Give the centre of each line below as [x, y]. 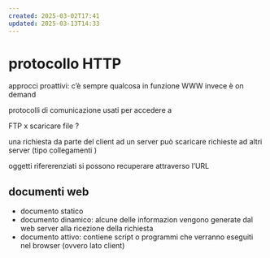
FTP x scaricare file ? [44, 126]
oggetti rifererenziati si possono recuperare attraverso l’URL [109, 166]
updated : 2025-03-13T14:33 [54, 24]
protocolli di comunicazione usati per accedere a [90, 110]
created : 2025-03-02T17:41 [54, 16]
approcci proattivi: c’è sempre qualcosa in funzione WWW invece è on [126, 86]
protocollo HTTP [65, 64]
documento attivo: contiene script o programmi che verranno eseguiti [137, 237]
